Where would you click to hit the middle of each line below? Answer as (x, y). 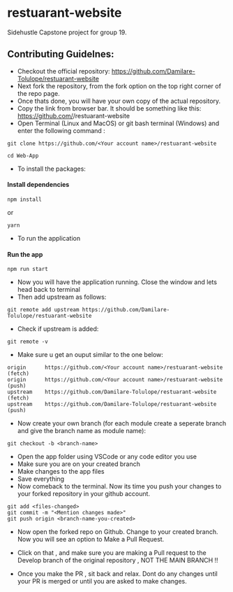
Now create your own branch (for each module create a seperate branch (122, 423)
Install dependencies (38, 185)
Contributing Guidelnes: (61, 54)
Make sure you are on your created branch (79, 464)
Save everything (41, 479)
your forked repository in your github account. (84, 494)
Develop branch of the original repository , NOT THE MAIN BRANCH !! (118, 561)
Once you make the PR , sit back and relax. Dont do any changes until (118, 574)
